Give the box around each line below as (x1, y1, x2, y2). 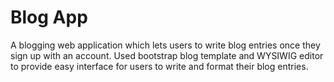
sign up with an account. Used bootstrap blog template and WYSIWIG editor (10, 49, 324, 61)
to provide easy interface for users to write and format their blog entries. (10, 60, 309, 72)
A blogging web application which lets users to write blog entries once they (10, 39, 321, 51)
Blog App (10, 6, 88, 29)
